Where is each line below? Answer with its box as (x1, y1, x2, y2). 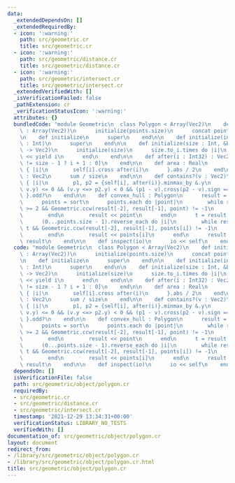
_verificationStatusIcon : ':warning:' (13, 108, 127, 115)
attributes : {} (13, 114, 58, 121)
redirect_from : (7, 445, 52, 453)
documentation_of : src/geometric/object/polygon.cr (7, 433, 161, 440)
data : (7, 10, 23, 17)
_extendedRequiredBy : (13, 23, 77, 30)
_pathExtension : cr (13, 101, 71, 108)
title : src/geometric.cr (20, 43, 92, 50)
